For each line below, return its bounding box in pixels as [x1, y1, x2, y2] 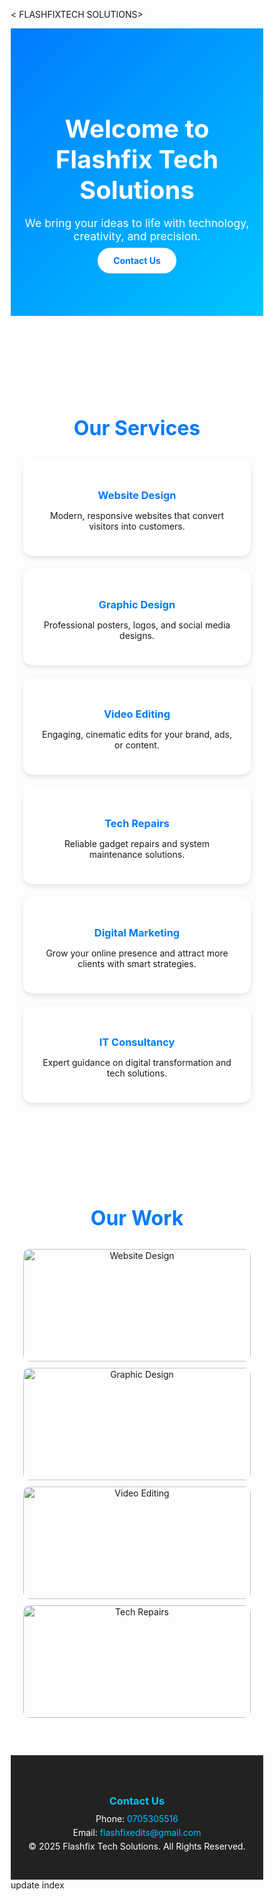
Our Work [90, 1205, 184, 1231]
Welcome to [64, 113, 210, 144]
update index [10, 1879, 65, 1891]
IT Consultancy [98, 1035, 176, 1049]
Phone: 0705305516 [95, 1812, 179, 1824]
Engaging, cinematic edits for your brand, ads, [42, 729, 232, 741]
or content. [114, 739, 160, 751]
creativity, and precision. [73, 229, 201, 243]
